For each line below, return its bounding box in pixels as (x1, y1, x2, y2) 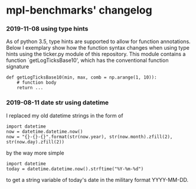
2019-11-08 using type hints (6, 25, 89, 33)
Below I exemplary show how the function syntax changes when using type (6, 44, 190, 51)
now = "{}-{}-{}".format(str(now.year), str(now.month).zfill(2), (6, 133, 173, 139)
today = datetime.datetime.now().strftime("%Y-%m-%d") (6, 166, 144, 172)
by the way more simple (6, 149, 64, 157)
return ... (17, 85, 44, 91)
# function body (17, 80, 57, 86)
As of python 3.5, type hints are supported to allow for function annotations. (6, 38, 191, 45)
